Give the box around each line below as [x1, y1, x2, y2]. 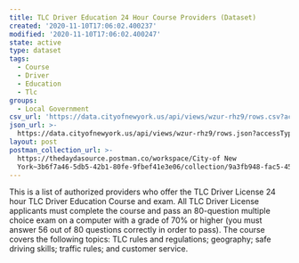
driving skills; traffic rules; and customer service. [9, 243, 189, 254]
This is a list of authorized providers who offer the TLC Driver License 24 [9, 186, 276, 197]
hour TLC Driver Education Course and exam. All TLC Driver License [9, 196, 260, 207]
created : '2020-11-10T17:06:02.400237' [9, 21, 158, 30]
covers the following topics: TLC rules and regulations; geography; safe [9, 234, 271, 245]
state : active [9, 37, 62, 47]
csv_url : [9, 112, 42, 121]
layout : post [9, 137, 58, 146]
